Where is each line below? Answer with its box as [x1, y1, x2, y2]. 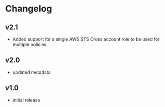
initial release [12, 97, 40, 103]
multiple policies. [12, 41, 48, 47]
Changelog [5, 3, 52, 14]
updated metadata [12, 69, 51, 75]
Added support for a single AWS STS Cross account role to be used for [12, 36, 160, 42]
